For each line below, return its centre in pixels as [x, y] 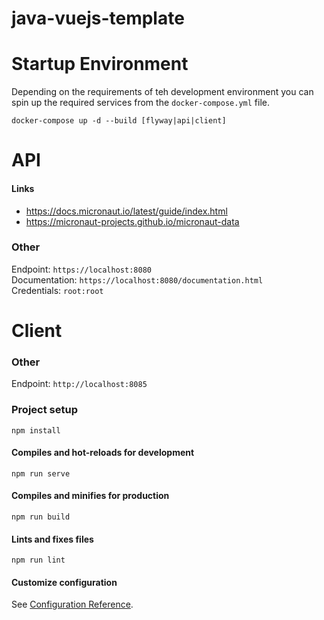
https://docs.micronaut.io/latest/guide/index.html [126, 211]
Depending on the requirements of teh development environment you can [162, 92]
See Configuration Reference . [72, 604]
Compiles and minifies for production [90, 496]
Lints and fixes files [52, 539]
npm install [36, 430]
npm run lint [38, 560]
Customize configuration [64, 582]
